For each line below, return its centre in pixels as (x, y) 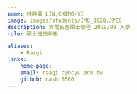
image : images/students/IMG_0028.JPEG (65, 20)
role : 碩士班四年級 (33, 34)
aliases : (20, 47)
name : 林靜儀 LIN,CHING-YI (45, 14)
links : (17, 60)
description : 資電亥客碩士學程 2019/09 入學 (69, 27)
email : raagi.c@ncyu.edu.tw (61, 72)
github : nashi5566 (47, 79)
